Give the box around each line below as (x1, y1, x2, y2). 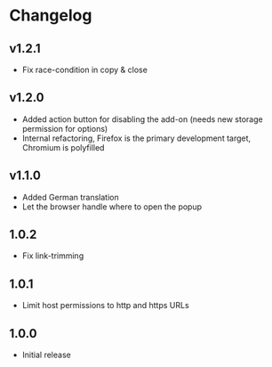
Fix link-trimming (21, 250, 84, 261)
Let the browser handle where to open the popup (21, 201, 203, 212)
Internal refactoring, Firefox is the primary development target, (21, 133, 252, 143)
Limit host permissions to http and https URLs (21, 300, 189, 311)
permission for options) (21, 123, 108, 134)
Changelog (9, 5, 92, 26)
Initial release (21, 349, 71, 361)
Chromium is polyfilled (21, 142, 105, 152)
